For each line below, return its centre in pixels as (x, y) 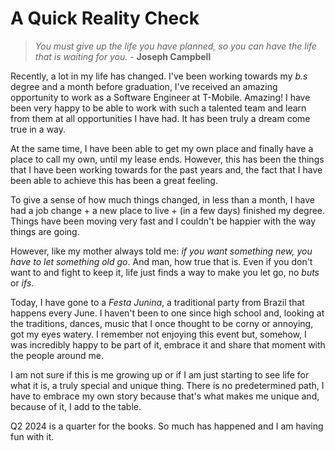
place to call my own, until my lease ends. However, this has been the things (167, 159)
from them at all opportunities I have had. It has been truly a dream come (160, 118)
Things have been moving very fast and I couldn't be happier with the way (163, 221)
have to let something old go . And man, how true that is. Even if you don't (161, 261)
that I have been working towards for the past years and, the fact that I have (166, 169)
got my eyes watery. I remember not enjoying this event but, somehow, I (158, 334)
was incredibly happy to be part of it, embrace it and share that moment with (168, 344)
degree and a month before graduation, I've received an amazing (144, 86)
